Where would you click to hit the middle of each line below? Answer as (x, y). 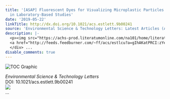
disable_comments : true (30, 52)
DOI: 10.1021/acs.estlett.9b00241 (39, 82)
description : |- (22, 33)
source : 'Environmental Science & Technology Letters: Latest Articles (82, 29)
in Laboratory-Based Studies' (41, 15)
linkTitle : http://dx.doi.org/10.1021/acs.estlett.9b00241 (69, 24)
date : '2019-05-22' (26, 19)
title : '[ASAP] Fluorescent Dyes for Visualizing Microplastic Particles (85, 10)
